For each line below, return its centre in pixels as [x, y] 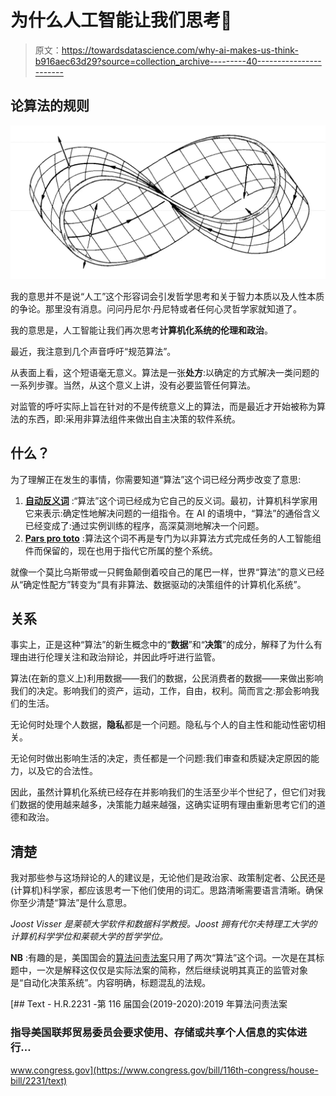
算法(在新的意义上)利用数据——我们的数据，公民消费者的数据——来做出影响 [167, 678]
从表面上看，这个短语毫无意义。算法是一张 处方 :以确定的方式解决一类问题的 [165, 372]
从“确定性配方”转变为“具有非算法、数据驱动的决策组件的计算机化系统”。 [158, 584]
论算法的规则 [50, 106]
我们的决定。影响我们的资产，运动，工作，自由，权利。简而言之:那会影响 [161, 691]
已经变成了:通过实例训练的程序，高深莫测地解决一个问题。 [144, 525]
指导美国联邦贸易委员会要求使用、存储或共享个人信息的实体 [154, 1033]
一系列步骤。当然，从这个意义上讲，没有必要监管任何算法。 [133, 385]
